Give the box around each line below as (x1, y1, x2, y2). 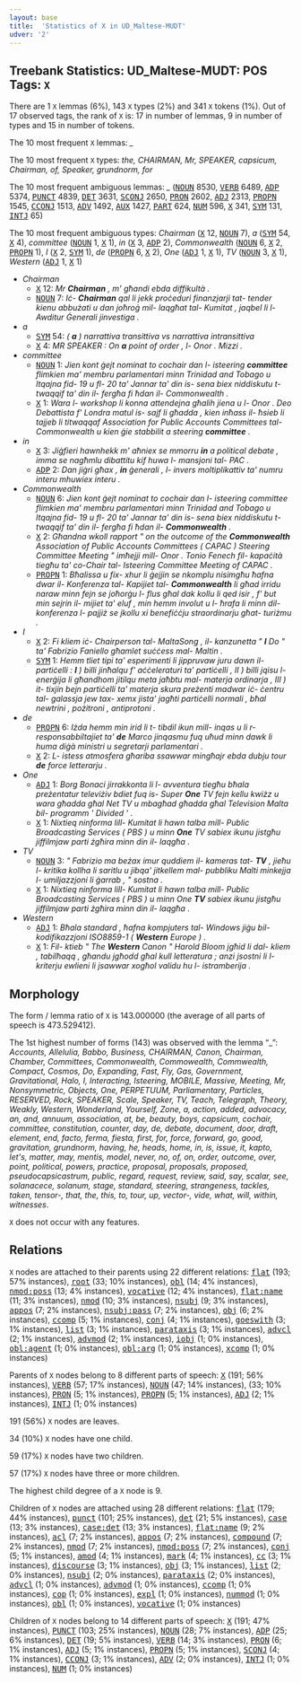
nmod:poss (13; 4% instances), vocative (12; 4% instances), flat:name (9, 1285, 284, 1296)
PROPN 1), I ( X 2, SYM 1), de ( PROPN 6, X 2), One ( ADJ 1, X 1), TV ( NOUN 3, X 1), (9, 247, 288, 258)
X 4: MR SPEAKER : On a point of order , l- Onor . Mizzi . (35, 340, 244, 351)
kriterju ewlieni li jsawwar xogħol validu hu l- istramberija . (35, 960, 252, 971)
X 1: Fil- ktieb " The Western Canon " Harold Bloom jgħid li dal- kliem (35, 942, 291, 952)
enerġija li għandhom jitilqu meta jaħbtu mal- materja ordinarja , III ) (35, 674, 287, 685)
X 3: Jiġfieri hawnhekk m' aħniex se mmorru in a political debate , (35, 445, 279, 456)
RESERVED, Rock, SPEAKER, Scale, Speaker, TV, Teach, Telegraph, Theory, (9, 1094, 288, 1105)
